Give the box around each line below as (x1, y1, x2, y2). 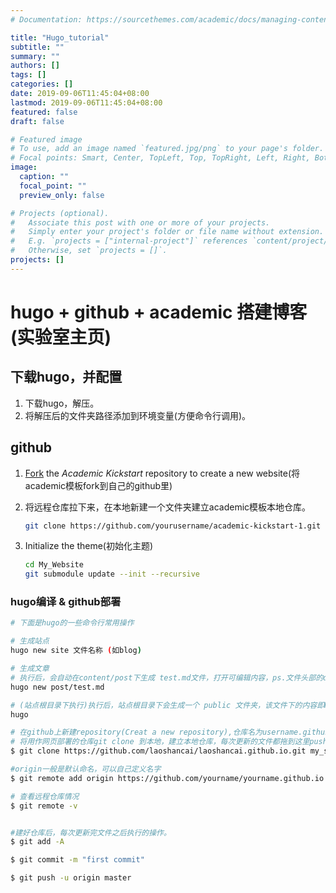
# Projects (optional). (10, 208, 110, 218)
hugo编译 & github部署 (10, 595, 122, 609)
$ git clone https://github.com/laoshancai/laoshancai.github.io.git (10, 746, 307, 756)
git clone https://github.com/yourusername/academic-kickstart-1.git (24, 521, 322, 531)
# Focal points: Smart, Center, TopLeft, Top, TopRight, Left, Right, (10, 153, 311, 163)
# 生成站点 (10, 636, 50, 646)
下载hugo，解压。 (24, 397, 100, 409)
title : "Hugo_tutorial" (10, 32, 110, 43)
